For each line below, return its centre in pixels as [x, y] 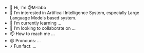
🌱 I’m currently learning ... [36, 23]
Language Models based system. [43, 18]
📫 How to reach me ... [32, 34]
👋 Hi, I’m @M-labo [28, 8]
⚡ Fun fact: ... [23, 46]
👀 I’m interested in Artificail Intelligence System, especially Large [74, 13]
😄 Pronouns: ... [25, 41]
